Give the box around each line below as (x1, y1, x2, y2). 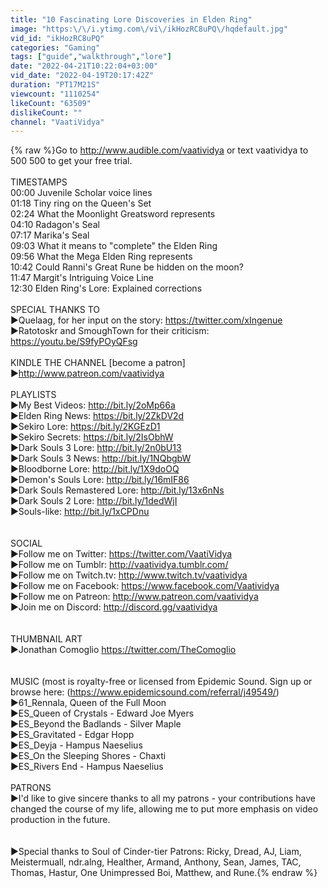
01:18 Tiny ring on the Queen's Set (10, 197, 152, 210)
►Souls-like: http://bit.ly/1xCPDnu (10, 506, 150, 518)
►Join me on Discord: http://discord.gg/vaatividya (10, 601, 218, 613)
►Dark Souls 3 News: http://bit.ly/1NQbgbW (10, 452, 192, 465)
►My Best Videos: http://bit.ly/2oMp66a (10, 399, 176, 411)
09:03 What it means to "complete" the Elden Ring (10, 240, 218, 252)
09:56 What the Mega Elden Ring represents (10, 251, 193, 263)
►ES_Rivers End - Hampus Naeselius (10, 761, 164, 773)
